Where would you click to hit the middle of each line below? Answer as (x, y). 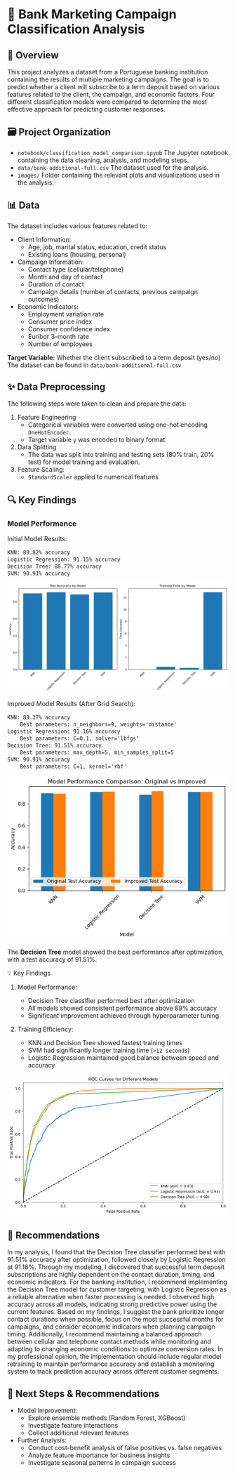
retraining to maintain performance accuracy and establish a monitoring (111, 1364)
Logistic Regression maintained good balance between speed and (123, 1058)
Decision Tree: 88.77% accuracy (54, 567)
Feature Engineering (47, 418)
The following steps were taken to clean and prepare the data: (97, 404)
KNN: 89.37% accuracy (39, 718)
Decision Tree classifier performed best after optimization (111, 1001)
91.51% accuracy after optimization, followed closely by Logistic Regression (116, 1260)
